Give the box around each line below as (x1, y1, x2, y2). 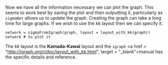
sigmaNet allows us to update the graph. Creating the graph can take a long (5, 15, 161, 21)
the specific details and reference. (5, 54, 77, 60)
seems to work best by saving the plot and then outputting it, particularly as (5, 10, 163, 16)
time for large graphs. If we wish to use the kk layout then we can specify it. (5, 20, 163, 26)
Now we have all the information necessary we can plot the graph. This (5, 5, 154, 10)
